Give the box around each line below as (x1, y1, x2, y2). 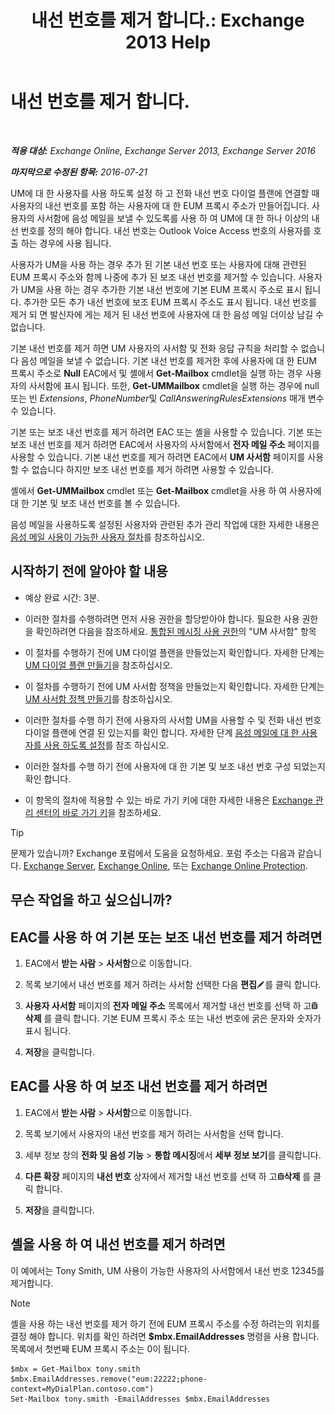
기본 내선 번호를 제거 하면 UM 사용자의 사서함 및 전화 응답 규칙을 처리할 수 (10, 342, 299, 354)
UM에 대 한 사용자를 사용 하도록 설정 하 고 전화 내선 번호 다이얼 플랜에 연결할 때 (10, 187, 320, 199)
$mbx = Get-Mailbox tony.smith (10, 1364, 141, 1374)
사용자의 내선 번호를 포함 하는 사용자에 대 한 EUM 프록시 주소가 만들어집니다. (10, 199, 310, 211)
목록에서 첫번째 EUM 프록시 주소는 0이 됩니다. (10, 1342, 190, 1355)
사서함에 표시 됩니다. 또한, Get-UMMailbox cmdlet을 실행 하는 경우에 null (28, 379, 320, 391)
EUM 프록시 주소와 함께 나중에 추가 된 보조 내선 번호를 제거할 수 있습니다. (10, 271, 297, 283)
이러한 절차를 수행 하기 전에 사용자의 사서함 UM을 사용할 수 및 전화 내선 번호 (24, 714, 322, 726)
